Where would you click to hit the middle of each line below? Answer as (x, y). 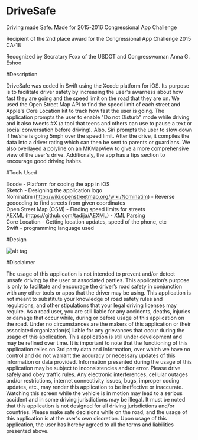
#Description (22, 74)
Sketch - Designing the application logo (54, 190)
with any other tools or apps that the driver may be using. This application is (98, 292)
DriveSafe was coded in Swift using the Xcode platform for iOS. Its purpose (98, 85)
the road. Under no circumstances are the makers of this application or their (98, 324)
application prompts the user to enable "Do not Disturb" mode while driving (98, 117)
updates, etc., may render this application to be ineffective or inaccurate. (95, 387)
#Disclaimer (21, 262)
